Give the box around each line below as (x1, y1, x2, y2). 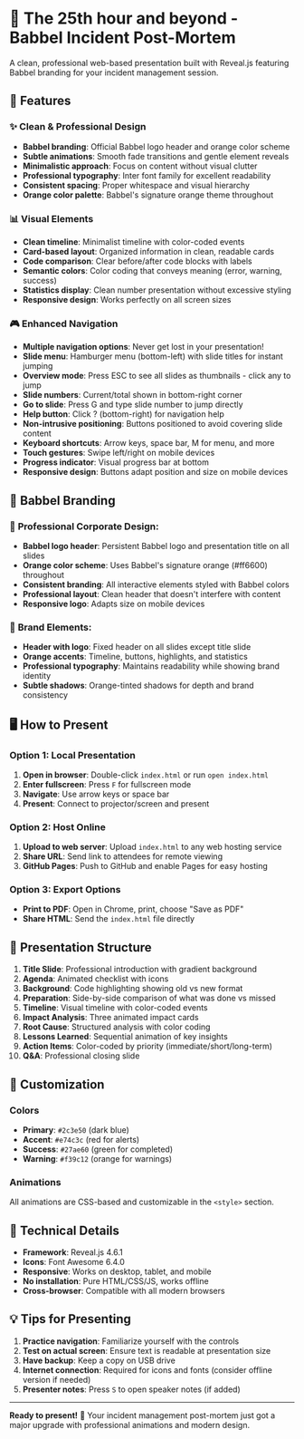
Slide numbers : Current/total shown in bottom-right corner (22, 390, 242, 401)
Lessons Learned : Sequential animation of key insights (22, 1031, 228, 1042)
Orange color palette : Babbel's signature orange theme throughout (22, 189, 274, 200)
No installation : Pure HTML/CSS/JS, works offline (22, 1276, 210, 1287)
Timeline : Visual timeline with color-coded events (22, 1002, 208, 1013)
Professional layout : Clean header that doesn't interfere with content (22, 588, 281, 599)
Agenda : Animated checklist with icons (22, 973, 169, 984)
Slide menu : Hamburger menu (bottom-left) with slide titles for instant (22, 351, 283, 362)
